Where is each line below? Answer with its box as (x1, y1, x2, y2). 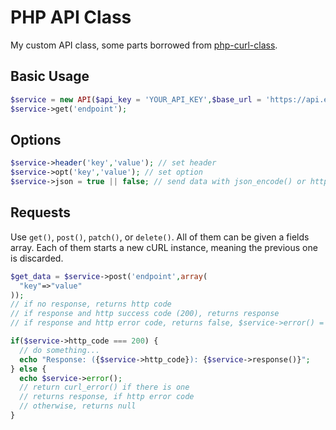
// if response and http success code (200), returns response (10, 309, 280, 319)
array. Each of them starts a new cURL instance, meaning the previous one (10, 241, 318, 253)
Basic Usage (10, 68, 90, 85)
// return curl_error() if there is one (19, 382, 190, 393)
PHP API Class (10, 6, 132, 29)
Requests (10, 204, 71, 221)
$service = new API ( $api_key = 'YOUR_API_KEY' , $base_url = (10, 94, 262, 105)
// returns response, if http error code (19, 392, 195, 402)
